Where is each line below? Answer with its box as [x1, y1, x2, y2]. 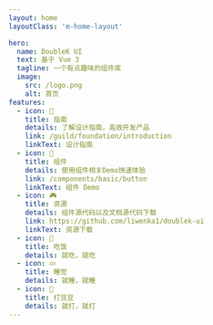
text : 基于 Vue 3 [16, 56, 80, 65]
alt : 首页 [25, 89, 60, 99]
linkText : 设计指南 [25, 141, 93, 150]
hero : [8, 38, 29, 47]
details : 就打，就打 [25, 301, 96, 310]
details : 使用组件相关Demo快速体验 [25, 165, 147, 174]
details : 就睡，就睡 [25, 276, 96, 286]
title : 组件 [25, 157, 67, 166]
